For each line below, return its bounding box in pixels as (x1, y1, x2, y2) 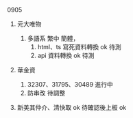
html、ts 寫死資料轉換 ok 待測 (37, 43, 121, 50)
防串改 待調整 (27, 89, 66, 97)
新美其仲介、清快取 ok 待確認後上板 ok (16, 104, 127, 111)
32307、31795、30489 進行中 (27, 80, 113, 88)
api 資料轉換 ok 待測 (37, 51, 95, 59)
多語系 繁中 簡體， (27, 34, 80, 42)
